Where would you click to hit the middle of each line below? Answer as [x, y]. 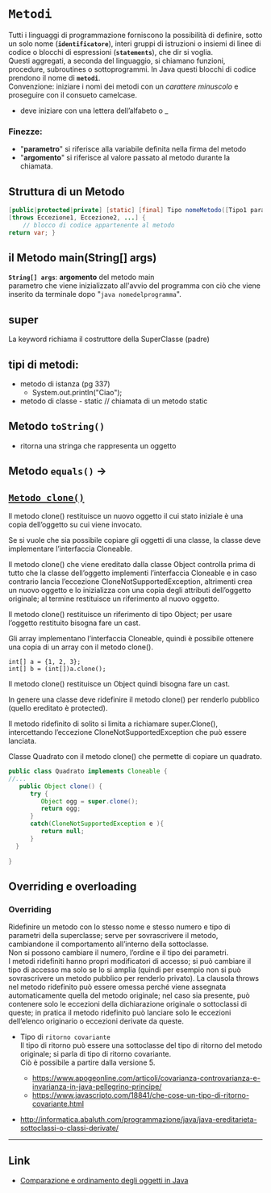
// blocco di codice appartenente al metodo [99, 225]
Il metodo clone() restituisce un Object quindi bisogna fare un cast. [119, 684]
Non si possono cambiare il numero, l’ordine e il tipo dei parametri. [119, 953]
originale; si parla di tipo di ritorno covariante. [96, 1054]
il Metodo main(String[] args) [83, 258]
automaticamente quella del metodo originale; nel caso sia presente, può [129, 995]
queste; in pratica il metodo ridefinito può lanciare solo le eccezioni [120, 1013]
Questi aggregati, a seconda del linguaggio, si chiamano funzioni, [117, 60]
